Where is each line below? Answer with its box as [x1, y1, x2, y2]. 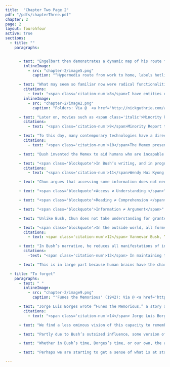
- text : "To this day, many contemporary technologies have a [18, 133, 153, 138]
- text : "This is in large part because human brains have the [18, 262, 155, 267]
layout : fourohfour [5, 26, 47, 31]
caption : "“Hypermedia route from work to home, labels [32, 73, 153, 78]
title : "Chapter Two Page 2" [5, 7, 69, 13]
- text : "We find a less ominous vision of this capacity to [18, 322, 151, 328]
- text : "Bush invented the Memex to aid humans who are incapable [18, 151, 164, 157]
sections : [5, 36, 26, 41]
